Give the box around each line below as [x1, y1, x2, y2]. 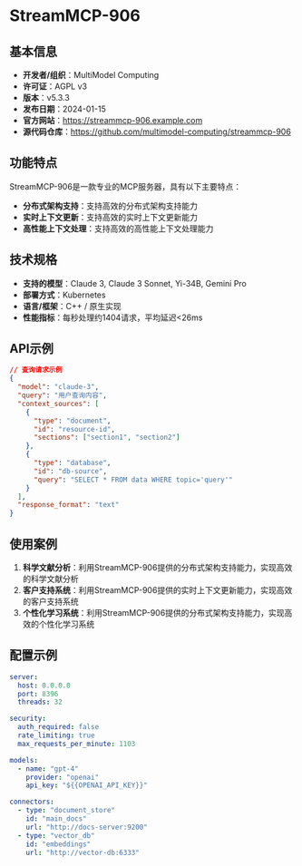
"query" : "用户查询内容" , [17, 391, 107, 400]
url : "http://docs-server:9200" [25, 822, 148, 832]
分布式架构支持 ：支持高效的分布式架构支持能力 [22, 200, 198, 211]
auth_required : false [17, 723, 100, 732]
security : [9, 714, 47, 724]
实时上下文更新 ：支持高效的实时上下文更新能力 [22, 211, 198, 222]
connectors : [9, 797, 54, 807]
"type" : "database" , [33, 459, 112, 468]
